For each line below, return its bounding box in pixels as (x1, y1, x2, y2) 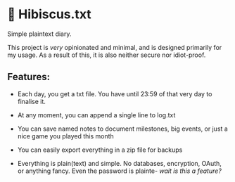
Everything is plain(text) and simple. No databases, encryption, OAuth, (17, 159, 222, 167)
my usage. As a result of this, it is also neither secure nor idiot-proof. (7, 51, 206, 59)
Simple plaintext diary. (7, 30, 72, 38)
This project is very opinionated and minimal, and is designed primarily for (7, 43, 222, 51)
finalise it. (17, 97, 46, 105)
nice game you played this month (17, 131, 114, 140)
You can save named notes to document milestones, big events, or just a (17, 124, 229, 133)
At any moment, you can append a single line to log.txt (17, 110, 176, 119)
